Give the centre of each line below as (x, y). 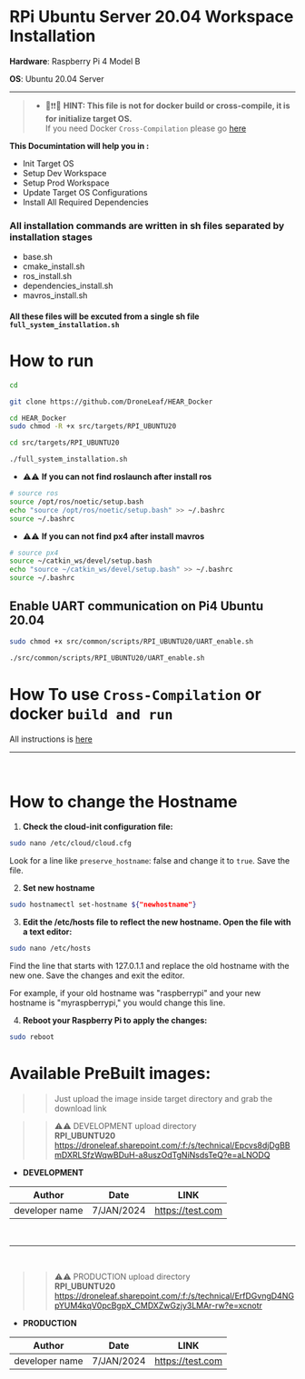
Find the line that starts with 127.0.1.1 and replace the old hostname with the (149, 966)
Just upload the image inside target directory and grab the (163, 1098)
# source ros (34, 494)
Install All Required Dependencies (85, 202)
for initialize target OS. (89, 118)
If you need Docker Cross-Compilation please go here (146, 128)
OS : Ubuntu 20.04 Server (57, 78)
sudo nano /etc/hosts (50, 949)
